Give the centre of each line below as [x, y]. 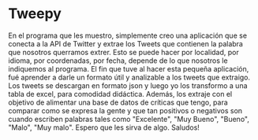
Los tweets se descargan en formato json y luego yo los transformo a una [128, 85]
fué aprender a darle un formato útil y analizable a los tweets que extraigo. [129, 77]
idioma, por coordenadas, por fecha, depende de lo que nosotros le [118, 61]
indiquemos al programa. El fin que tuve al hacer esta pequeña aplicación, [129, 68]
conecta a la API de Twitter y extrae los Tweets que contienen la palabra [125, 43]
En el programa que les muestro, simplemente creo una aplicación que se [127, 35]
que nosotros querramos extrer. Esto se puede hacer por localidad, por [123, 52]
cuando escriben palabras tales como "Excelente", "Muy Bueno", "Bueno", [129, 119]
